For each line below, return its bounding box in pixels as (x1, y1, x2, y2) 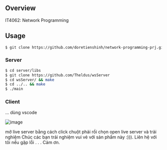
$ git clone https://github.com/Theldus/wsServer (5, 72, 110, 78)
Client (5, 98, 20, 105)
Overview (5, 4, 36, 12)
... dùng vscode (5, 110, 37, 116)
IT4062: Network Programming (5, 17, 69, 23)
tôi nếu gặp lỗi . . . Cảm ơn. (5, 140, 60, 146)
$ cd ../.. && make (5, 82, 46, 87)
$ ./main (5, 87, 23, 92)
